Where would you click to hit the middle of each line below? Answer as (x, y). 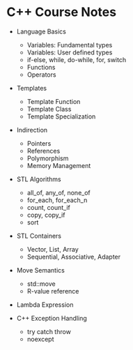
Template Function (54, 101)
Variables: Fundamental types (70, 45)
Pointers (39, 143)
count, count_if (49, 207)
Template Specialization (61, 116)
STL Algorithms (39, 179)
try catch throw (49, 331)
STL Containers (39, 236)
